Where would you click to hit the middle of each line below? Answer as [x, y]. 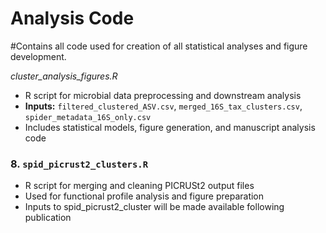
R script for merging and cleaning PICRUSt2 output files [139, 186]
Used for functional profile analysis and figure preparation [144, 196]
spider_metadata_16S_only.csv [88, 117]
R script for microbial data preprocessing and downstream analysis [163, 95]
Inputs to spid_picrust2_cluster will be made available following [154, 207]
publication [48, 218]
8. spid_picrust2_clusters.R [79, 164]
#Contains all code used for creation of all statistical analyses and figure [159, 46]
